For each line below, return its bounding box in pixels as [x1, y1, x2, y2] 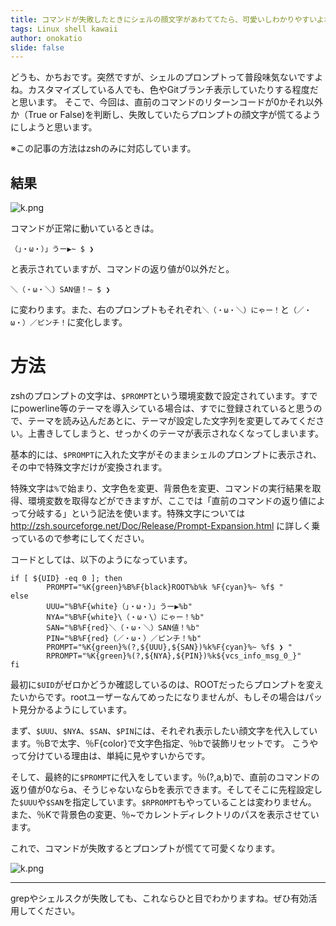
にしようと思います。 [10, 121, 98, 133]
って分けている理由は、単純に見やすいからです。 [10, 750, 211, 761]
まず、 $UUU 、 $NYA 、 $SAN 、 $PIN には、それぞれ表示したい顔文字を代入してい [10, 725, 318, 736]
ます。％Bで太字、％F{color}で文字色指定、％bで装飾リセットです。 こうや [10, 737, 319, 749]
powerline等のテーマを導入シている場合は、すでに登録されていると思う [18, 402, 314, 414]
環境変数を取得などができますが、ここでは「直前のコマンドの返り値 [27, 495, 308, 506]
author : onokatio [10, 33, 83, 43]
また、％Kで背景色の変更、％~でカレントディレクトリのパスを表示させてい [10, 809, 320, 820]
